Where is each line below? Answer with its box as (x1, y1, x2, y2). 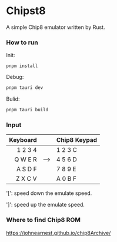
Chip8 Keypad (56, 136, 98, 144)
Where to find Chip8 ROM (6, 216, 81, 224)
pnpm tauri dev (6, 85, 44, 91)
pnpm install (6, 63, 38, 69)
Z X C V (15, 175, 37, 183)
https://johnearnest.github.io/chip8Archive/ (6, 229, 111, 236)
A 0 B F (56, 175, 77, 183)
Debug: (6, 74, 24, 81)
